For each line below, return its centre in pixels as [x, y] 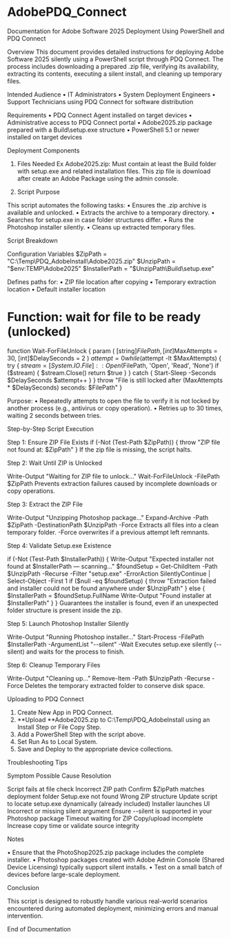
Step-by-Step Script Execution [51, 429]
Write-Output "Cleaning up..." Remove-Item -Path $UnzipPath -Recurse [109, 678]
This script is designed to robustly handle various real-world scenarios [108, 901]
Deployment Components [43, 150]
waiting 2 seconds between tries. [54, 415]
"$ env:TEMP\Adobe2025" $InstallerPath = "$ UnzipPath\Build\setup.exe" [111, 268]
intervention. [25, 916]
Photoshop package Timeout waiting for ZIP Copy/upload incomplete [105, 818]
